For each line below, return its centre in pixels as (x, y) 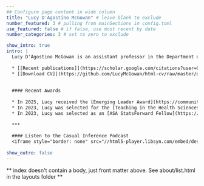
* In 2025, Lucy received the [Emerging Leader (73, 102)
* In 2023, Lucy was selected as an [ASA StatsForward (83, 113)
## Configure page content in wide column (61, 12)
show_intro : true (28, 46)
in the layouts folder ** (35, 176)
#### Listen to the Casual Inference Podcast (70, 136)
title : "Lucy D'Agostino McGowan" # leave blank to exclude (84, 18)
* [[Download (28, 74)
